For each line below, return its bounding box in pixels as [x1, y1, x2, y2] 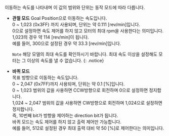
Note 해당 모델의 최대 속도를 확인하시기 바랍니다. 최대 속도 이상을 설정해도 [12, 51, 158, 57]
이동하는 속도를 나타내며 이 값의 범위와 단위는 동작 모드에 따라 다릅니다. [5, 5, 145, 10]
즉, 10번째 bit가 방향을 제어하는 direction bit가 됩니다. [12, 113, 118, 118]
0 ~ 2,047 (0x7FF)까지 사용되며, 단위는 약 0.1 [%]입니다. [12, 81, 125, 87]
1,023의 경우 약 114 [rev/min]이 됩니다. [12, 34, 89, 40]
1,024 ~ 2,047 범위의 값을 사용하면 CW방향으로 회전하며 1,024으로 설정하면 [12, 100, 162, 106]
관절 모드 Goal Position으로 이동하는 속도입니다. [12, 15, 107, 21]
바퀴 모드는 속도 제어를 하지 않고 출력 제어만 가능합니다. [12, 119, 122, 125]
